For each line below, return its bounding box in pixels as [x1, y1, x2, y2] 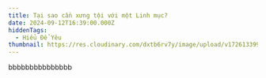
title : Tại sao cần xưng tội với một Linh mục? [8, 11, 169, 20]
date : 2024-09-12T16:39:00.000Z [8, 19, 115, 27]
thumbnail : [8, 41, 44, 49]
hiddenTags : [8, 26, 47, 34]
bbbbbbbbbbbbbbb [8, 62, 73, 72]
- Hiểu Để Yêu [15, 33, 62, 42]
